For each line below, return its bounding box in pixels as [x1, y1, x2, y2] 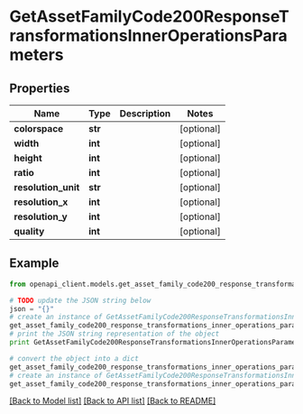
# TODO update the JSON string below [9, 296, 151, 305]
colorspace [14, 123, 64, 134]
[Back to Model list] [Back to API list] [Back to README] [9, 395, 216, 407]
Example [9, 255, 60, 271]
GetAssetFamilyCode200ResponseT [9, 6, 290, 27]
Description [119, 107, 171, 119]
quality [14, 225, 45, 237]
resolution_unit [14, 181, 80, 193]
